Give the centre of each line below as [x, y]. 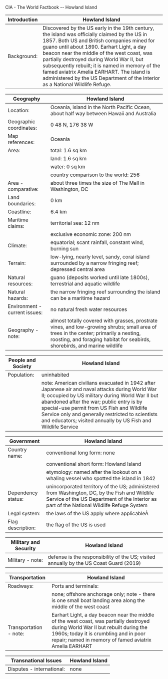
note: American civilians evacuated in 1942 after [98, 383]
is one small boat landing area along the [98, 600]
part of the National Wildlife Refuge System [97, 505]
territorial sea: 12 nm [75, 223]
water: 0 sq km [68, 166]
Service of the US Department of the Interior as [101, 499]
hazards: [18, 298]
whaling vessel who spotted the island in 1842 [101, 478]
